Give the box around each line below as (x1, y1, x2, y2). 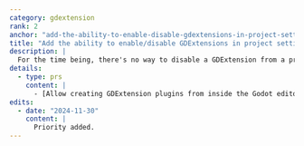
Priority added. (33, 123, 95, 132)
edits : (9, 97, 34, 107)
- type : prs (17, 73, 63, 82)
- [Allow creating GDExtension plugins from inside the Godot (33, 89, 273, 98)
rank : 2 (9, 22, 39, 31)
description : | (9, 47, 67, 56)
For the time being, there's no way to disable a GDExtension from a (17, 55, 285, 64)
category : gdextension (9, 13, 95, 23)
